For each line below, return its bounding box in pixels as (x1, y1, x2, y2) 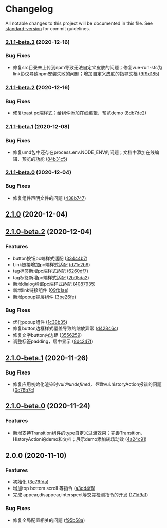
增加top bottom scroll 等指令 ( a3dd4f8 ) (12, 485, 96, 492)
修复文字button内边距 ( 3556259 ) (12, 332, 82, 338)
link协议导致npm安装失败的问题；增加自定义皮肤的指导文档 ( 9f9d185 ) (12, 71, 160, 77)
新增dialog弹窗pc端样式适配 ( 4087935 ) (12, 281, 96, 287)
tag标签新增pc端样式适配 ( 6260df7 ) (12, 268, 89, 274)
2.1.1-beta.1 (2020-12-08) (5, 123, 70, 130)
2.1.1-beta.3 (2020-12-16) (5, 38, 70, 45)
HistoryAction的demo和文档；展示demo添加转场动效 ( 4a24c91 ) (12, 436, 147, 442)
